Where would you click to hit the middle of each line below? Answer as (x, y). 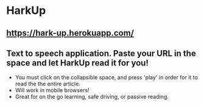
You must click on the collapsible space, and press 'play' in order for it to (106, 78)
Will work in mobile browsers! (52, 90)
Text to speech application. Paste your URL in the (101, 53)
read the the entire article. (47, 84)
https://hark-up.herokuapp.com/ (70, 33)
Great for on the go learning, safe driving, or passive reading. (92, 97)
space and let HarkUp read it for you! (78, 63)
